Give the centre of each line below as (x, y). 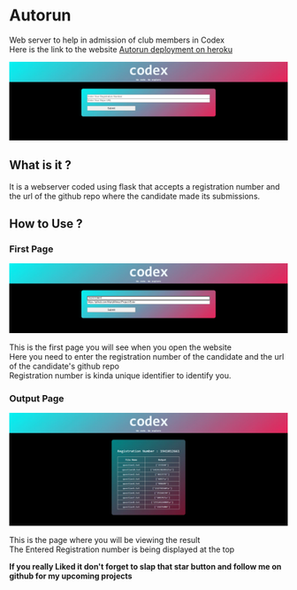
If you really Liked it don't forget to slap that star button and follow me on (145, 566)
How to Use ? (46, 224)
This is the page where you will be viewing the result (105, 540)
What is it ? (41, 165)
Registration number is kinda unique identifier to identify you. (120, 375)
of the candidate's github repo (64, 366)
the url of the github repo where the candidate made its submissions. (135, 196)
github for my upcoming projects (71, 576)
